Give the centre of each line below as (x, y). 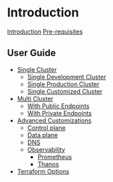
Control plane (47, 127)
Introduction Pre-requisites (45, 31)
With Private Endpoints (60, 113)
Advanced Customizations (54, 120)
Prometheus (54, 157)
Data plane (42, 135)
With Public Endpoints (58, 106)
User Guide (32, 53)
